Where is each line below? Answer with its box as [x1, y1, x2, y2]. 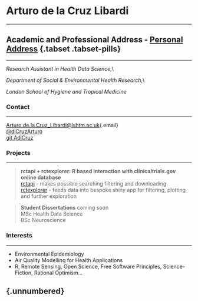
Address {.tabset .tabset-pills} [6, 44, 121, 54]
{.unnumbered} [6, 286, 65, 296]
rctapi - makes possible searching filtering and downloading [20, 180, 167, 187]
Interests [6, 231, 32, 240]
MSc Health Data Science [20, 210, 83, 217]
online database [20, 174, 61, 181]
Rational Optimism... [34, 269, 83, 276]
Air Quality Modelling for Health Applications [14, 256, 123, 263]
